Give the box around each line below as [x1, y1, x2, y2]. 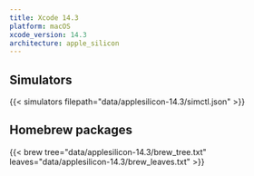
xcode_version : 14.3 [9, 30, 88, 39]
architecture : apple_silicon [9, 38, 120, 48]
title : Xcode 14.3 [9, 13, 79, 23]
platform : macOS [9, 22, 71, 31]
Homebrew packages [9, 122, 133, 138]
